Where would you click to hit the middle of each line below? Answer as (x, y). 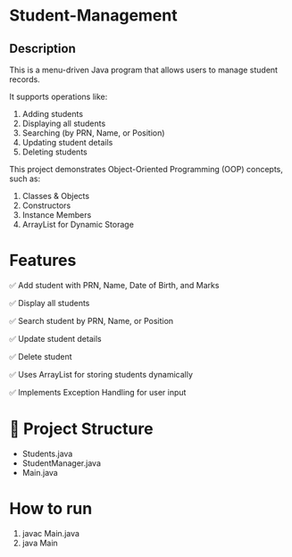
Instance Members (57, 215)
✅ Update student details (55, 338)
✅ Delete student (41, 356)
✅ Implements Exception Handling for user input (98, 392)
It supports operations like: (58, 96)
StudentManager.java (61, 463)
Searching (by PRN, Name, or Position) (93, 133)
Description (42, 49)
